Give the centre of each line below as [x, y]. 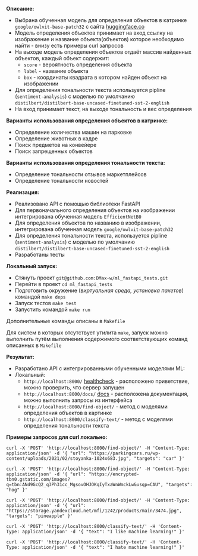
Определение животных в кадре [56, 139]
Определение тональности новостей [62, 181]
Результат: [20, 357]
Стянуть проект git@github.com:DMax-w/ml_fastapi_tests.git [91, 278]
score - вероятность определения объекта [78, 64]
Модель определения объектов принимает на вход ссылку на [94, 33]
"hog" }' [17, 490]
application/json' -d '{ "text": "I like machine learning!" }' [103, 532]
